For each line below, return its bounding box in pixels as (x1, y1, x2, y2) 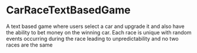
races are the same (6, 41, 53, 48)
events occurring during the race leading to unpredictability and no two (6, 35, 179, 42)
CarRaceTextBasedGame (6, 3, 131, 17)
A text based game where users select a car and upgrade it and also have (6, 23, 185, 30)
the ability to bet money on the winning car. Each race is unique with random (6, 29, 192, 36)
